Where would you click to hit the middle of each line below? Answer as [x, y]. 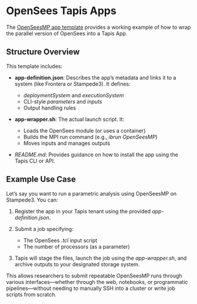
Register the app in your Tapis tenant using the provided [83, 211]
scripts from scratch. [31, 294]
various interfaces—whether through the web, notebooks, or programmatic [97, 282]
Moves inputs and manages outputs [67, 143]
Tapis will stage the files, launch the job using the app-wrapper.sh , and [101, 258]
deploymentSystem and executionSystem [74, 95]
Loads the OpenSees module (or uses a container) [84, 130]
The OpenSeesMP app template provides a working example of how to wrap [98, 27]
